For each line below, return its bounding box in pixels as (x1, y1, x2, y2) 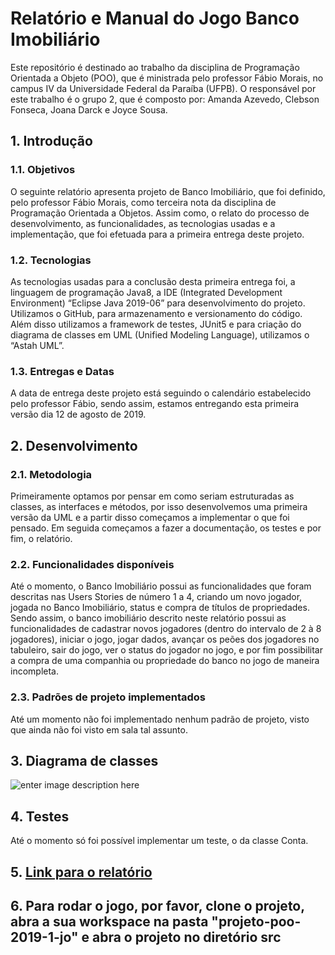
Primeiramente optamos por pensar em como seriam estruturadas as (10, 490, 295, 502)
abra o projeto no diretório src (91, 928, 282, 946)
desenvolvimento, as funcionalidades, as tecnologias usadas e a (10, 217, 276, 229)
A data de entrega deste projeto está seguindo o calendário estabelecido (10, 387, 312, 399)
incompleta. (10, 665, 59, 677)
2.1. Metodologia (10, 467, 93, 481)
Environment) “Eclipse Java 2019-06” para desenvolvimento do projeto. (10, 297, 306, 309)
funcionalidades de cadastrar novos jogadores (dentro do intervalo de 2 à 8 (10, 623, 322, 635)
